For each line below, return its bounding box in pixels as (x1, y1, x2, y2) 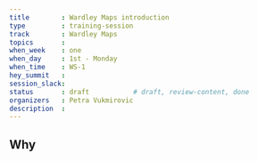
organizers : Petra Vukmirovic (9, 95, 134, 105)
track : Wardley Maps (9, 29, 118, 38)
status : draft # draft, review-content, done (9, 87, 250, 96)
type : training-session (9, 21, 134, 30)
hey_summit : (9, 71, 66, 80)
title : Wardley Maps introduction (9, 12, 170, 22)
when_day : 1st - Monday (9, 54, 118, 63)
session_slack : (9, 79, 66, 88)
